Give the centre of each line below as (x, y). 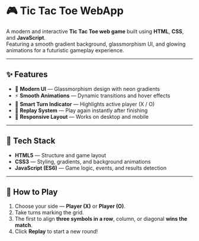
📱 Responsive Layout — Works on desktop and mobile (82, 116)
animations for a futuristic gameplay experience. (65, 50)
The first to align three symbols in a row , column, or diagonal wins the (101, 219)
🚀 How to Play (32, 192)
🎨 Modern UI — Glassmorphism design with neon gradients (87, 88)
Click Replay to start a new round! (56, 232)
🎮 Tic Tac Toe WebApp (65, 11)
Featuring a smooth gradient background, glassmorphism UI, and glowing (96, 44)
